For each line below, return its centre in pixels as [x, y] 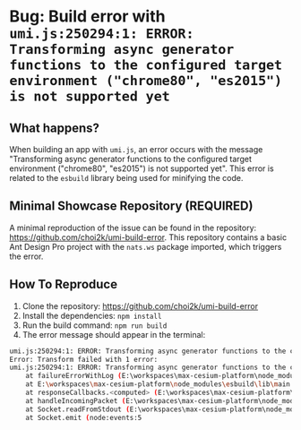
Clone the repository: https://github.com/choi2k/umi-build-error [140, 305]
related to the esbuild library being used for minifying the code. [126, 178]
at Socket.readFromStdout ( [77, 409]
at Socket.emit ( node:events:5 [84, 417]
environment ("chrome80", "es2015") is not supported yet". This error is [142, 168]
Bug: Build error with [87, 17]
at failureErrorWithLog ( [74, 376]
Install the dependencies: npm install [92, 315]
